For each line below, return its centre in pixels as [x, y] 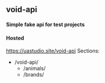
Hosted [15, 38]
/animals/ [34, 68]
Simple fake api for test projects [45, 24]
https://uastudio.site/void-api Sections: [53, 51]
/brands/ [34, 75]
